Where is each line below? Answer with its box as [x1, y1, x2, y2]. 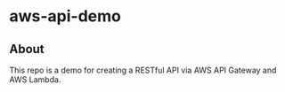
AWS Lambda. [9, 74, 61, 85]
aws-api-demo [9, 6, 122, 27]
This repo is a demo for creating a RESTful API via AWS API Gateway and [9, 65, 277, 75]
